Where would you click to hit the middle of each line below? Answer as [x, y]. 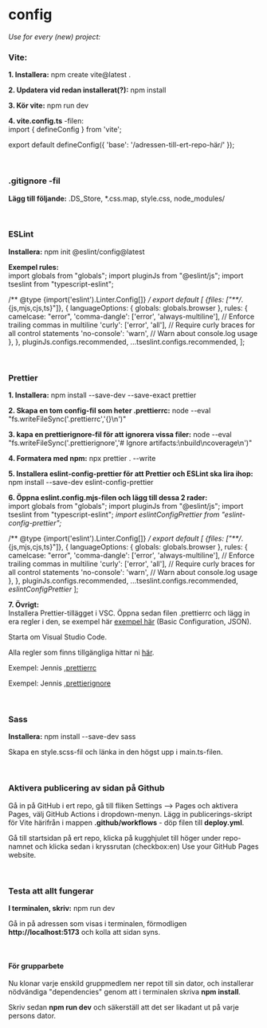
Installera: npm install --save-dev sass [72, 737]
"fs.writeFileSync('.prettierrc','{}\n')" [67, 419]
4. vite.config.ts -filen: [46, 121]
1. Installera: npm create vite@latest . [70, 75]
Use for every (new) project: [55, 37]
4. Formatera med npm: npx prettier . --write [82, 459]
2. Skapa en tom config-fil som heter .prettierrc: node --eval [110, 411]
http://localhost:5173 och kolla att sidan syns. [84, 932]
